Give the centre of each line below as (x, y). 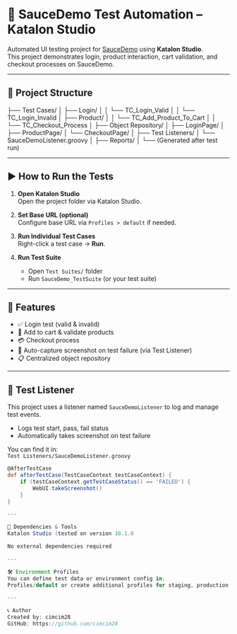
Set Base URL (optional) (53, 214)
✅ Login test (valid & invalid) (59, 324)
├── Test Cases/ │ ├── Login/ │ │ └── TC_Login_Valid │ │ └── (101, 110)
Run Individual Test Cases (56, 236)
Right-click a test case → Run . (61, 243)
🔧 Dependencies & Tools (42, 527)
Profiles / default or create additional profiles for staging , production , (120, 585)
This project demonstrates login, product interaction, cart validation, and (113, 57)
